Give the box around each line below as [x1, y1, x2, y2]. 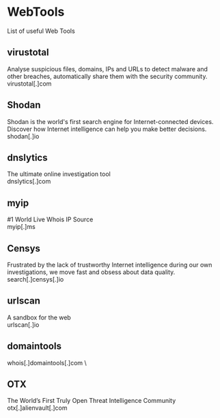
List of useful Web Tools [7, 27, 75, 35]
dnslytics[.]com [7, 177, 51, 186]
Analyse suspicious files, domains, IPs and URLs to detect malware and [7, 64, 208, 73]
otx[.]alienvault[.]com [7, 404, 68, 412]
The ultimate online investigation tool [7, 170, 111, 178]
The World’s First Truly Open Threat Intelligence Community [7, 397, 176, 405]
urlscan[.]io [7, 320, 40, 329]
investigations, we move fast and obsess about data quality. [7, 268, 176, 276]
